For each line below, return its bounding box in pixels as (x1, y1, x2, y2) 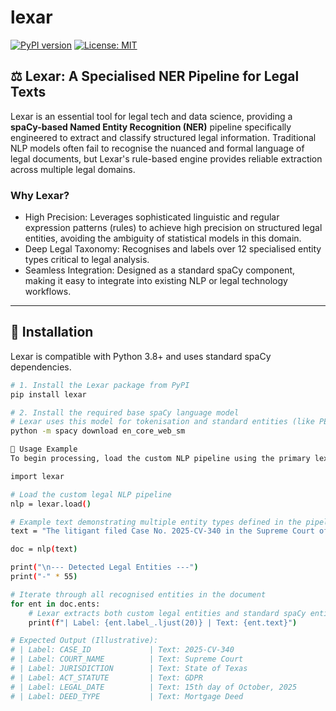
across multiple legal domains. (10, 163, 136, 175)
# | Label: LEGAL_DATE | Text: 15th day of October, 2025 (10, 682, 298, 692)
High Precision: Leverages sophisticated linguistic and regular (24, 211, 280, 223)
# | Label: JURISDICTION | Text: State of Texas (10, 664, 248, 674)
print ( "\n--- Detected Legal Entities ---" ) (10, 562, 199, 573)
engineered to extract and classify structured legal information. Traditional (10, 131, 317, 143)
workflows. (24, 286, 72, 298)
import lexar (10, 471, 65, 481)
